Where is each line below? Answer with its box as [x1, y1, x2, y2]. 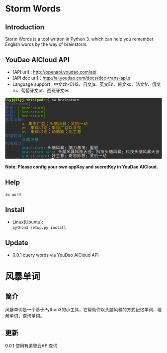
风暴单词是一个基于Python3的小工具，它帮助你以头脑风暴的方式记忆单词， [5, 306, 158, 312]
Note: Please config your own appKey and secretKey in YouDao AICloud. [5, 164, 158, 170]
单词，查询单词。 [9, 313, 45, 319]
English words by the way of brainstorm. [5, 41, 88, 47]
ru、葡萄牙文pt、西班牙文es [12, 87, 70, 93]
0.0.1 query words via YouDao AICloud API [12, 252, 99, 258]
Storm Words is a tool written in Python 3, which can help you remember [5, 36, 154, 42]
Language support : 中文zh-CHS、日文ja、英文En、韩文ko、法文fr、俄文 [12, 81, 161, 87]
